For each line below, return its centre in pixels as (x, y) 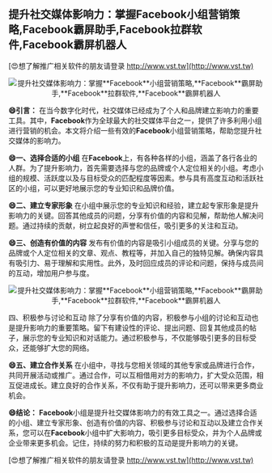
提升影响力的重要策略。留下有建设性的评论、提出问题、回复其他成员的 (132, 327)
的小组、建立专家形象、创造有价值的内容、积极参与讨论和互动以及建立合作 (132, 422)
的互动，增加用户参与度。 (51, 272)
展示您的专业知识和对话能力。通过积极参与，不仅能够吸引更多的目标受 (139, 337)
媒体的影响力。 (40, 141)
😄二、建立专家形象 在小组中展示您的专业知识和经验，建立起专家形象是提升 (134, 205)
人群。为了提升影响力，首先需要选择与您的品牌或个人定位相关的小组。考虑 (132, 167)
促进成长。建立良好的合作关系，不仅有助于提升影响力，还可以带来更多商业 (139, 385)
